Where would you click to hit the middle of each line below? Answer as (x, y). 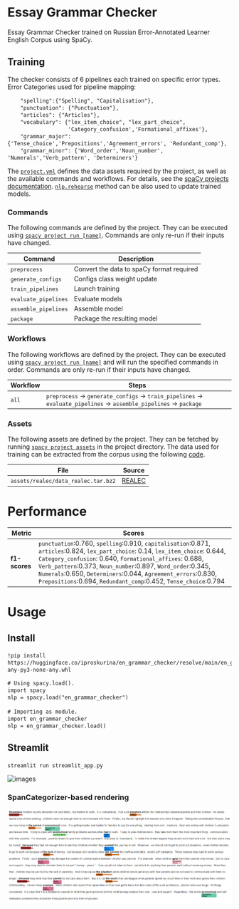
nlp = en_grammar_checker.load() (57, 726)
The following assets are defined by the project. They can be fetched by (113, 440)
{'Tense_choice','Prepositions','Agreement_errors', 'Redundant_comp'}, (117, 143)
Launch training (96, 289)
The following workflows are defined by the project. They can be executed (117, 354)
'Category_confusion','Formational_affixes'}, (138, 129)
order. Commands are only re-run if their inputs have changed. (99, 369)
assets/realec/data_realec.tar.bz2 (63, 482)
